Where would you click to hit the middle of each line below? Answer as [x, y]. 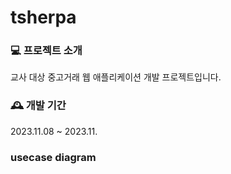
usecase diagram [53, 157]
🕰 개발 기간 [38, 106]
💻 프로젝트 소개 [46, 51]
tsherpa [43, 17]
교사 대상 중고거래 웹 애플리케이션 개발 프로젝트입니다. [116, 77]
